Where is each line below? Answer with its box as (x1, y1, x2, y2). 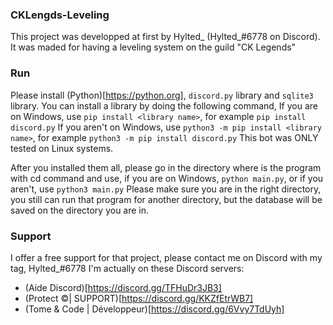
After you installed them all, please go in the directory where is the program (10, 161, 322, 173)
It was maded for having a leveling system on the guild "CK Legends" (10, 41, 297, 53)
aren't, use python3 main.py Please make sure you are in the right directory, (10, 183, 322, 195)
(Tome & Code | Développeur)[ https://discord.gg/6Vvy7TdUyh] (24, 303, 285, 315)
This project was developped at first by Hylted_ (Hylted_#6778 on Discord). (10, 31, 321, 43)
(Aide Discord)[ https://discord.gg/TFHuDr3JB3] (24, 281, 222, 293)
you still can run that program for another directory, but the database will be (10, 193, 323, 205)
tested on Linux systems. (10, 142, 114, 154)
